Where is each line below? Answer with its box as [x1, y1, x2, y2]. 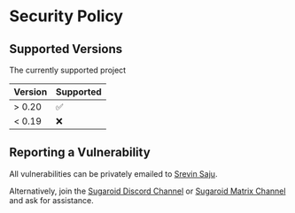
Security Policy [9, 6, 124, 27]
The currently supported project [9, 65, 127, 75]
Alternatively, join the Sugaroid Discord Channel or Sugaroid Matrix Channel [9, 186, 286, 196]
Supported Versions [9, 42, 122, 57]
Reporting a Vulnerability [9, 145, 151, 160]
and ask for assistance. [9, 194, 95, 205]
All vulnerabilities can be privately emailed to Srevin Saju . [9, 168, 218, 179]
